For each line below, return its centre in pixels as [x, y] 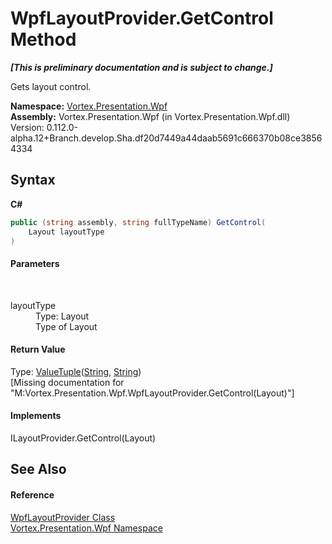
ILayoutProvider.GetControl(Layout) [83, 438]
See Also [38, 469]
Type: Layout [62, 316]
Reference [32, 494]
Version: [27, 127]
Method [43, 39]
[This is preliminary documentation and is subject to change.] [141, 67]
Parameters [35, 263]
